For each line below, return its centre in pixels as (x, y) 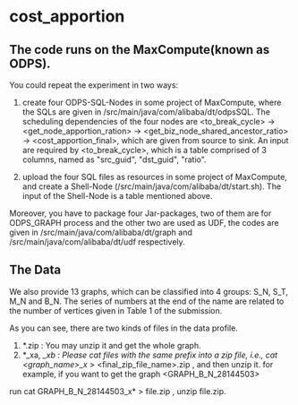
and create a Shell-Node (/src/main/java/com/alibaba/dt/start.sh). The (152, 186)
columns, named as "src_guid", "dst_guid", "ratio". (115, 159)
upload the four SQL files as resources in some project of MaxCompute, (155, 177)
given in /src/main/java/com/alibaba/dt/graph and (101, 232)
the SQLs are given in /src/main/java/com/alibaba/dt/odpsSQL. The (146, 112)
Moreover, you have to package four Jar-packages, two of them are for (140, 213)
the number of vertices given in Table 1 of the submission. (116, 310)
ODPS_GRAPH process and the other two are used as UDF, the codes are (144, 223)
